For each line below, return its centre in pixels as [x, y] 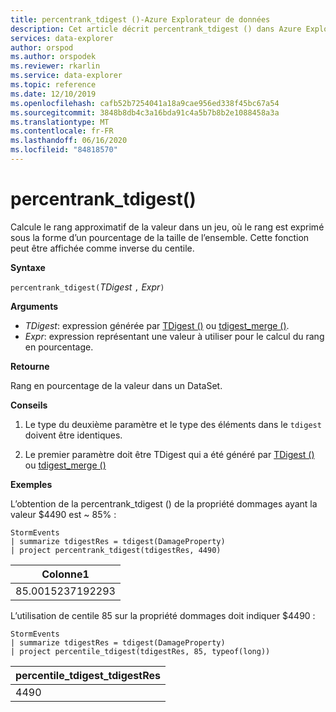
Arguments [34, 306]
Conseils [29, 405]
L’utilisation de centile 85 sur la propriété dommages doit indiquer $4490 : [163, 615]
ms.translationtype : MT [60, 122]
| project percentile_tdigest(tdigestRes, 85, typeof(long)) [140, 651]
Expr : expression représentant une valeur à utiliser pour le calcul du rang [174, 336]
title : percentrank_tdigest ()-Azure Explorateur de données [140, 19]
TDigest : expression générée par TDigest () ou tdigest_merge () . [157, 325]
